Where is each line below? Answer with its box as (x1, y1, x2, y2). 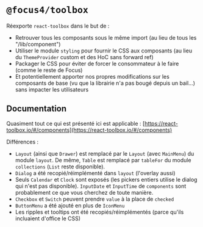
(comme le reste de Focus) (15, 66, 83, 74)
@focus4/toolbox (6, 4, 88, 16)
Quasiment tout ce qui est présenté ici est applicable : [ (6, 120, 145, 127)
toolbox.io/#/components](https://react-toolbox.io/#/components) (6, 126, 173, 134)
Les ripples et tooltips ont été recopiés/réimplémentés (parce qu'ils (15, 208, 184, 215)
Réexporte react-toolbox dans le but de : (6, 22, 110, 29)
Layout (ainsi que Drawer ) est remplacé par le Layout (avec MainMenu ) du (15, 150, 194, 157)
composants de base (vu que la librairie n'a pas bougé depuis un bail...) (15, 79, 195, 87)
